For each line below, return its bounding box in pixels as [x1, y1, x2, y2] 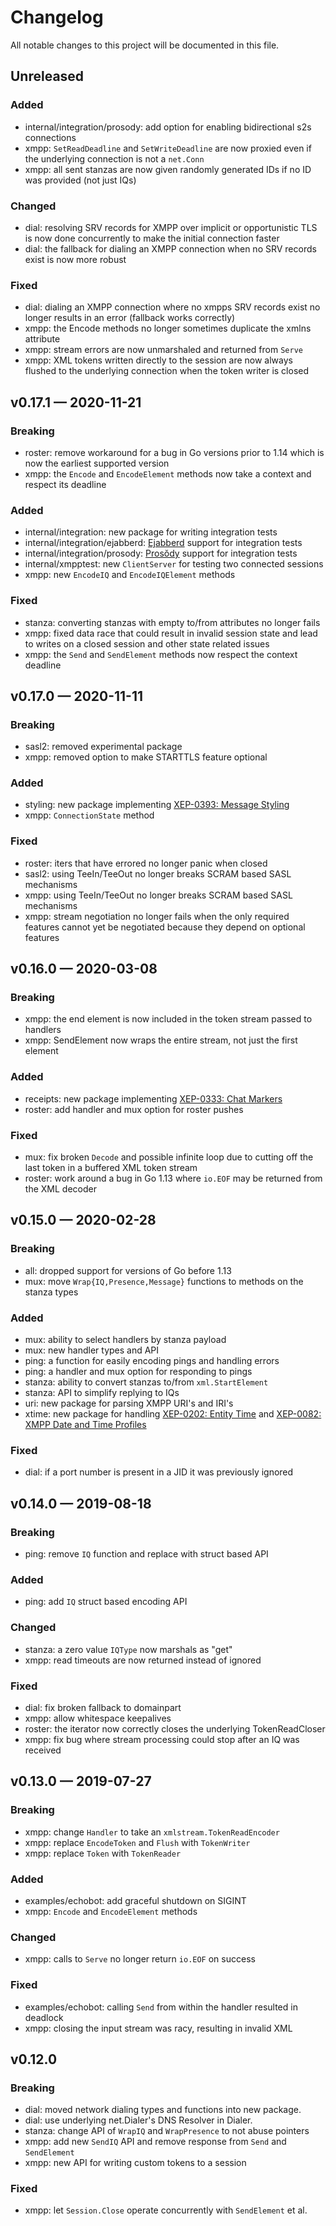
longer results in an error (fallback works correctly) [24, 312, 236, 324]
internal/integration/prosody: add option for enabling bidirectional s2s [24, 121, 312, 133]
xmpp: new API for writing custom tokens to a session [24, 2157, 247, 2169]
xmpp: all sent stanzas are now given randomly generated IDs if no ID [24, 163, 312, 175]
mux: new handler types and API [24, 1344, 160, 1356]
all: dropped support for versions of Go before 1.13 [24, 1264, 232, 1276]
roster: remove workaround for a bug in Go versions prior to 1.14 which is [24, 446, 325, 458]
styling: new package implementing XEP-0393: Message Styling [24, 799, 290, 811]
